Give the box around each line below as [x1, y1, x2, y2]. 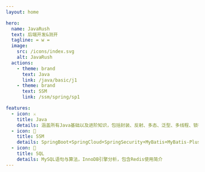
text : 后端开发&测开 [11, 31, 58, 37]
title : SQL [17, 151, 45, 157]
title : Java [17, 116, 47, 122]
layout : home [6, 9, 39, 15]
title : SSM [17, 133, 45, 140]
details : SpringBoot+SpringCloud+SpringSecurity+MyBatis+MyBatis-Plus [17, 139, 201, 146]
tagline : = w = [11, 37, 50, 43]
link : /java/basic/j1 [21, 77, 78, 83]
